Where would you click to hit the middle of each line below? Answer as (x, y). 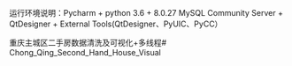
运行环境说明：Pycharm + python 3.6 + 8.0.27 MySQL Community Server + (146, 13)
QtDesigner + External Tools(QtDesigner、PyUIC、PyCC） (116, 24)
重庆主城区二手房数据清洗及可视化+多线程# (88, 43)
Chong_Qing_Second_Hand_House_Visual (85, 52)
